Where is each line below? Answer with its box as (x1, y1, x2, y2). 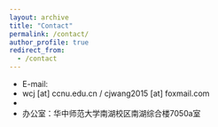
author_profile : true (9, 37, 90, 47)
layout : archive (9, 12, 69, 22)
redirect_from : (9, 46, 66, 55)
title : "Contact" (9, 21, 74, 30)
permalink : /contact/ (9, 29, 90, 38)
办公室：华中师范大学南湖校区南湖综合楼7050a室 (21, 108, 201, 118)
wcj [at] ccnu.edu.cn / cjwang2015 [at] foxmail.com (21, 88, 210, 99)
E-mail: (21, 79, 49, 89)
